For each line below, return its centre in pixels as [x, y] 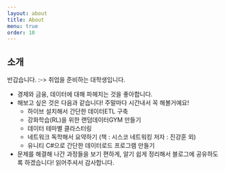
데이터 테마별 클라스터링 [60, 129]
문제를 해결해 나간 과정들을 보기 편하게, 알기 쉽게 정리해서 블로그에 [106, 154]
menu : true [23, 26]
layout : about [27, 13]
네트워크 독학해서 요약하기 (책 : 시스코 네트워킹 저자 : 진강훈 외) [112, 137]
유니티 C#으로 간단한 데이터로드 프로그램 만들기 [91, 146]
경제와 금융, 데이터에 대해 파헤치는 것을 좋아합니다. [85, 94]
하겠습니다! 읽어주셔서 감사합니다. [69, 163]
